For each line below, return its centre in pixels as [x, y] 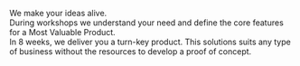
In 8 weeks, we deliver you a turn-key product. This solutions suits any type [150, 42]
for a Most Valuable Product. [62, 32]
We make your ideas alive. [58, 13]
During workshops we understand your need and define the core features [147, 23]
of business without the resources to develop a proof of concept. [131, 52]
